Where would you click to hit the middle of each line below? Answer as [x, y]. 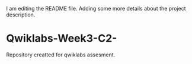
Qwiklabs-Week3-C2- [62, 38]
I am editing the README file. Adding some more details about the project [96, 9]
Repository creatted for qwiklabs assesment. [61, 55]
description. [21, 15]
